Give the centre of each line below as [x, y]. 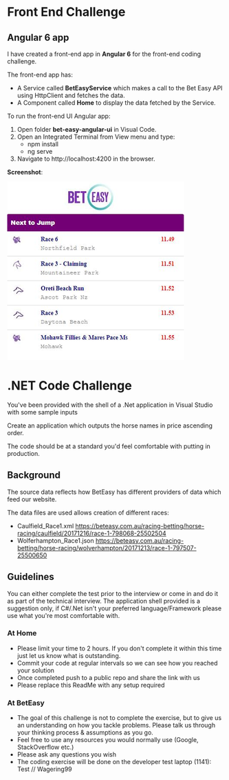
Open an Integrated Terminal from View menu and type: [96, 137]
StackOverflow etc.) [45, 747]
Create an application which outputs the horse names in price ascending [110, 426]
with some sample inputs [42, 412]
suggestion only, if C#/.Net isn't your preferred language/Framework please [115, 608]
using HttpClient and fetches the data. [71, 95]
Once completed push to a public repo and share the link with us [109, 677]
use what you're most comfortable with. [64, 615]
